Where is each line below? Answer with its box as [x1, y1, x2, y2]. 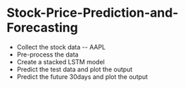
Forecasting [6, 20, 78, 36]
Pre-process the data [16, 50, 79, 59]
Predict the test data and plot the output [16, 65, 133, 73]
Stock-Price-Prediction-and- [6, 5, 179, 21]
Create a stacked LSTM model [16, 57, 105, 66]
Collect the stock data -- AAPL [16, 43, 106, 51]
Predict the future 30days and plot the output [16, 72, 148, 81]
